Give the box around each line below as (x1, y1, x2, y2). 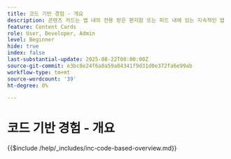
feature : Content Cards (7, 23, 77, 30)
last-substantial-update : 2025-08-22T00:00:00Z (7, 56, 149, 63)
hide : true (7, 43, 39, 50)
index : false (7, 50, 45, 57)
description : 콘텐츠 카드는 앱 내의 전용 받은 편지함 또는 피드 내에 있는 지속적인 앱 (7, 17, 225, 24)
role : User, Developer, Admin (7, 29, 96, 37)
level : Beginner (7, 36, 55, 43)
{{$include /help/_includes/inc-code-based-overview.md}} (7, 144, 177, 153)
